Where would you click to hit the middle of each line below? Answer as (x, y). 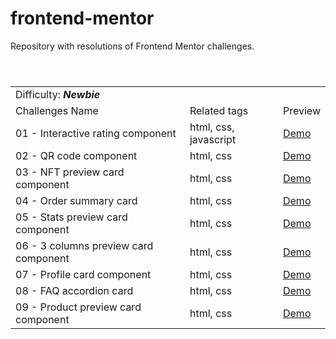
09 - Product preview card (78, 307)
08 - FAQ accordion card (74, 290)
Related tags (219, 110)
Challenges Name (57, 110)
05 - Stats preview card (71, 217)
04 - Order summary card (76, 200)
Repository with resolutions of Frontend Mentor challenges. (132, 46)
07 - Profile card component (83, 274)
